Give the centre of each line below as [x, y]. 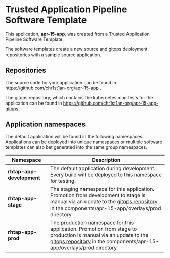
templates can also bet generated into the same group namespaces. [76, 147]
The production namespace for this [92, 222]
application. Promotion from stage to [93, 229]
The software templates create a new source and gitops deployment [76, 49]
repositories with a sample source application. [53, 55]
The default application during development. [103, 168]
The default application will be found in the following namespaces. [74, 136]
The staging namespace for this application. [102, 189]
